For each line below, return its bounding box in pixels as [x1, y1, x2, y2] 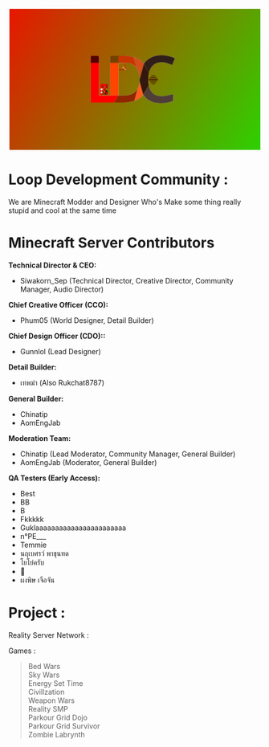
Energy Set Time [27, 679, 84, 688]
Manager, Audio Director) [19, 284, 104, 294]
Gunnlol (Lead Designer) [19, 347, 102, 357]
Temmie [19, 540, 47, 550]
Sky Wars [27, 670, 60, 680]
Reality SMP [27, 704, 68, 714]
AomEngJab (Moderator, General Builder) [19, 458, 157, 467]
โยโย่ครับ [19, 557, 45, 567]
